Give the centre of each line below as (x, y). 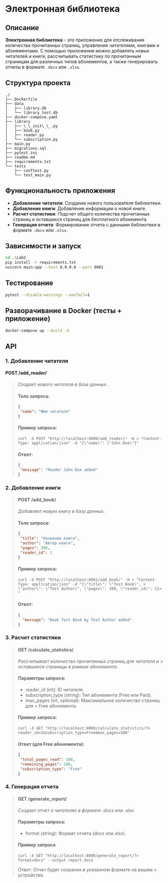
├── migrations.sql (26, 148)
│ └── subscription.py (32, 139)
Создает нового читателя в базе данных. (63, 384)
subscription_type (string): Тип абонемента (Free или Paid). (89, 695)
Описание (22, 28)
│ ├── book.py (22, 131)
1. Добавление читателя (37, 361)
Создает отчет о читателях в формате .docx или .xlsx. (76, 810)
